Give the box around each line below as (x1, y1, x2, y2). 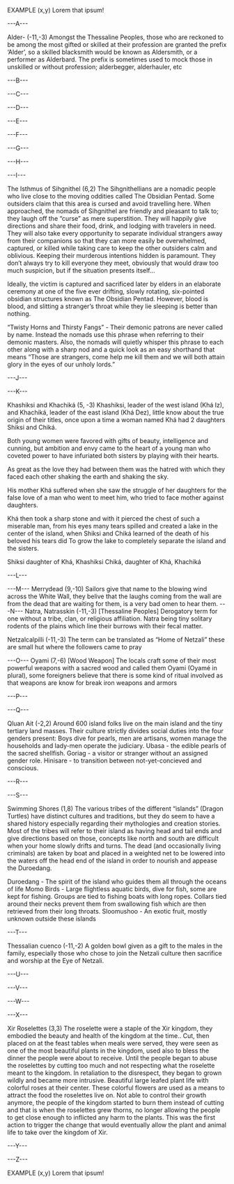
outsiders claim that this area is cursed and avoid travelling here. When (7, 199, 211, 208)
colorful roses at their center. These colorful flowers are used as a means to (7, 1083, 225, 1092)
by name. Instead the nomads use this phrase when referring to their (7, 331, 204, 338)
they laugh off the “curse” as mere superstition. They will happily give (7, 215, 207, 222)
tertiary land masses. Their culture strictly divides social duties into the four (7, 727, 224, 735)
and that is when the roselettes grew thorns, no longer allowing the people (7, 1106, 221, 1114)
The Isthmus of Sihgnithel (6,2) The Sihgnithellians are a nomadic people (7, 185, 216, 193)
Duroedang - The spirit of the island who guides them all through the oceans (7, 877, 227, 886)
